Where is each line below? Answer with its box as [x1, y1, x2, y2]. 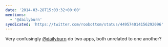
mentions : [5, 12, 27, 17]
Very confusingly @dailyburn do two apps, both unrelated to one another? [5, 36, 162, 42]
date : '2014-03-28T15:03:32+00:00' [5, 7, 81, 13]
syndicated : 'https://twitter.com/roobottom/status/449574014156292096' [5, 21, 164, 27]
